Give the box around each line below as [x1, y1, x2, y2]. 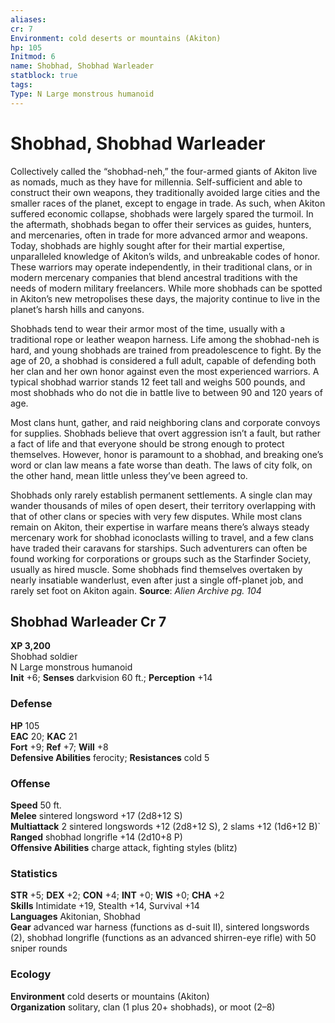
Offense [10, 776, 51, 790]
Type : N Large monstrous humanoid [10, 89, 155, 99]
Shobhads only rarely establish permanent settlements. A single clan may [10, 489, 313, 501]
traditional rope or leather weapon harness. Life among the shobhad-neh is [10, 333, 320, 345]
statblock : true [10, 71, 78, 81]
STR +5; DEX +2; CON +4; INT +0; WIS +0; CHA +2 [10, 889, 225, 901]
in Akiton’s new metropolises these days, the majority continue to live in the [10, 292, 321, 305]
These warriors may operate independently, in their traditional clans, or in [10, 261, 313, 273]
